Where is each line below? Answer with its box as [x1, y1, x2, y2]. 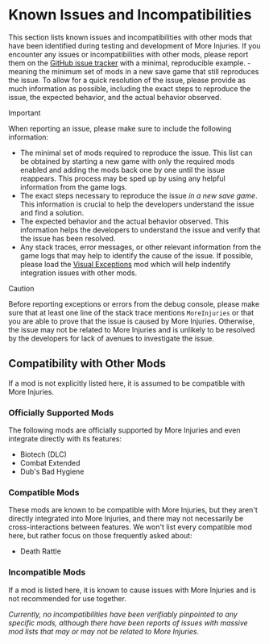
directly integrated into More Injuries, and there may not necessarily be [8, 514, 244, 524]
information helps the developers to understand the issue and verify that [19, 224, 260, 235]
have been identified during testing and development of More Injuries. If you [8, 40, 261, 50]
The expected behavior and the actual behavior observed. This [19, 216, 230, 226]
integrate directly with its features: [8, 434, 122, 444]
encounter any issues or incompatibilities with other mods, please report [8, 49, 249, 59]
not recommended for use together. [8, 593, 127, 603]
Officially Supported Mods [8, 407, 114, 418]
